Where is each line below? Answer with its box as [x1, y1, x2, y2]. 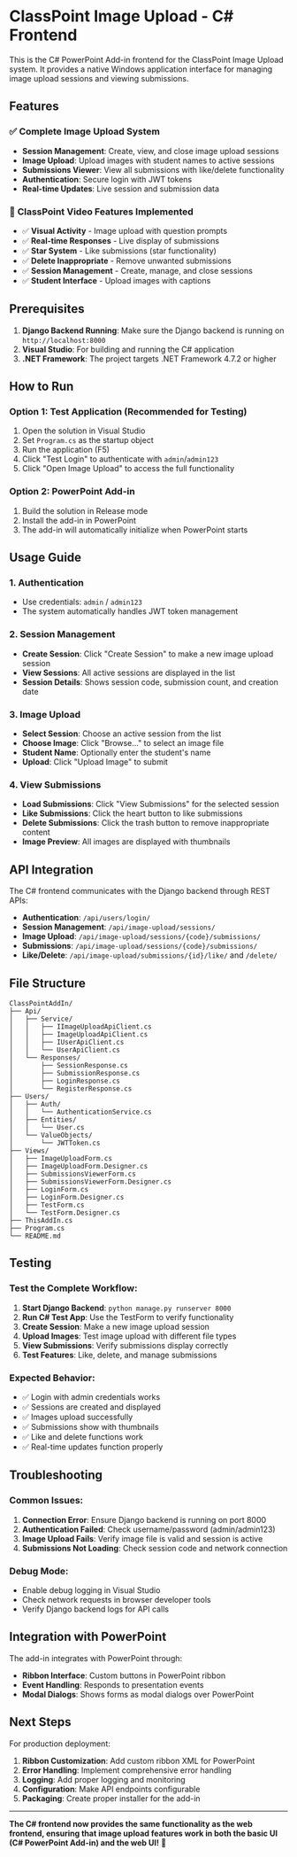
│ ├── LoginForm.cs [9, 1185, 89, 1193]
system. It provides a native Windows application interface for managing [9, 64, 273, 74]
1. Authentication [9, 577, 84, 589]
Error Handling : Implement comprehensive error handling [21, 1765, 232, 1775]
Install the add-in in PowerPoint [21, 515, 137, 525]
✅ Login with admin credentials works [21, 1391, 161, 1402]
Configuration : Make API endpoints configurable [21, 1783, 201, 1794]
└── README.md [9, 1232, 62, 1240]
